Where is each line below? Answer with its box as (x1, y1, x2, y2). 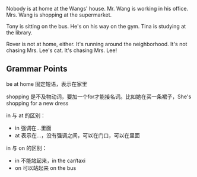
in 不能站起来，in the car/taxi (14, 157, 86, 164)
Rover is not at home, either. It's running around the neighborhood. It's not (6, 41, 188, 47)
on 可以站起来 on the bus (14, 164, 77, 171)
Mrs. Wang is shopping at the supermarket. (6, 11, 112, 18)
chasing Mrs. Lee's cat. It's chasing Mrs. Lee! (6, 47, 117, 54)
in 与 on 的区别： (6, 144, 47, 152)
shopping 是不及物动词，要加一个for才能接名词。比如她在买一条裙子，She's (6, 93, 192, 100)
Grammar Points (6, 64, 68, 74)
